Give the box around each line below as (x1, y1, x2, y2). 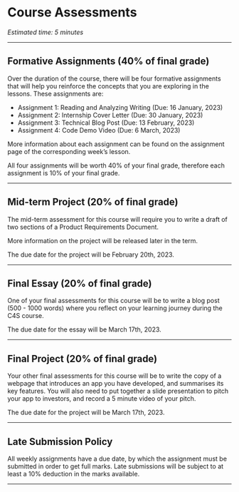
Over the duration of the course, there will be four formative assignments (7, 74, 222, 83)
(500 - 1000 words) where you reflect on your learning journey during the (7, 304, 223, 312)
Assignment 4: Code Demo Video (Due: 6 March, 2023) (17, 125, 181, 134)
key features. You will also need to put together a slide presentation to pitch (7, 386, 229, 396)
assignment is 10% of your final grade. (7, 168, 120, 177)
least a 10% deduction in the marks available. (7, 470, 140, 478)
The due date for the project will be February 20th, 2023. (7, 250, 174, 259)
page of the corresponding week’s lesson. (7, 147, 131, 155)
